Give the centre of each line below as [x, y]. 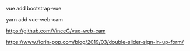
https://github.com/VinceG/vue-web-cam [56, 31]
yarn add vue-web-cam [34, 19]
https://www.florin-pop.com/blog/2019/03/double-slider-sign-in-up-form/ [95, 42]
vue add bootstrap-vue [34, 8]
